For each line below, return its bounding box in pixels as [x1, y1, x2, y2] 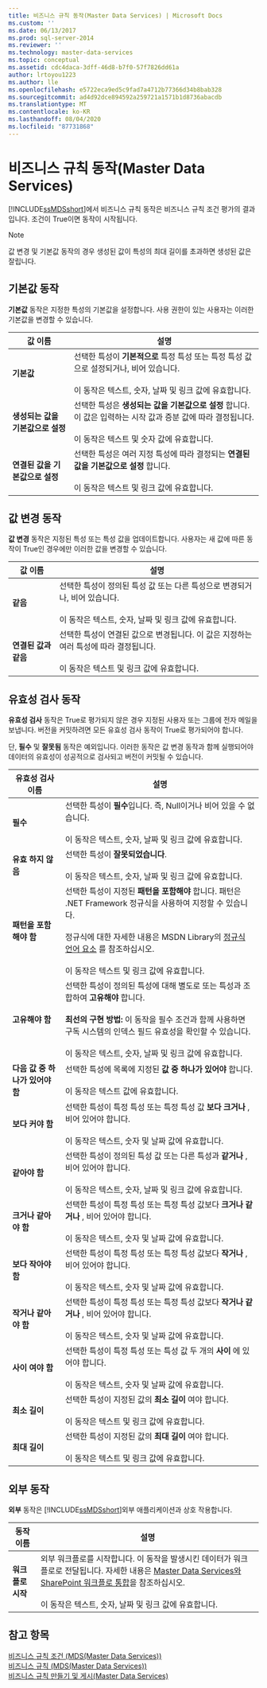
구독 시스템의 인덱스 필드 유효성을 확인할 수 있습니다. [64, 1026, 251, 1037]
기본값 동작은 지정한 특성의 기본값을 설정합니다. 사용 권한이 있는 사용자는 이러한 [8, 304, 254, 314]
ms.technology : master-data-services [8, 49, 133, 57]
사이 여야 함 [12, 1362, 54, 1374]
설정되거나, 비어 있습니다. [90, 363, 180, 374]
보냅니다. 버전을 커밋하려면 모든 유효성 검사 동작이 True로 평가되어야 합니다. [8, 725, 244, 735]
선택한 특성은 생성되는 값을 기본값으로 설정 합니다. [73, 400, 250, 411]
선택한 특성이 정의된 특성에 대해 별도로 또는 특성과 [64, 980, 242, 992]
